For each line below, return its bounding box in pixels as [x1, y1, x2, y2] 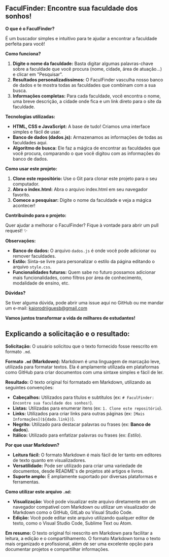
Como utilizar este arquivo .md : [5, 488, 72, 494]
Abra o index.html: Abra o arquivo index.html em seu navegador [12, 186, 148, 192]
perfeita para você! [5, 41, 45, 47]
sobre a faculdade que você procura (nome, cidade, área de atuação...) [12, 66, 162, 72]
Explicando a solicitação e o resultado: [5, 330, 130, 338]
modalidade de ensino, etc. [12, 280, 70, 286]
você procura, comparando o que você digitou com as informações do [12, 150, 161, 157]
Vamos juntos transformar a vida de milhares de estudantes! [5, 315, 136, 321]
